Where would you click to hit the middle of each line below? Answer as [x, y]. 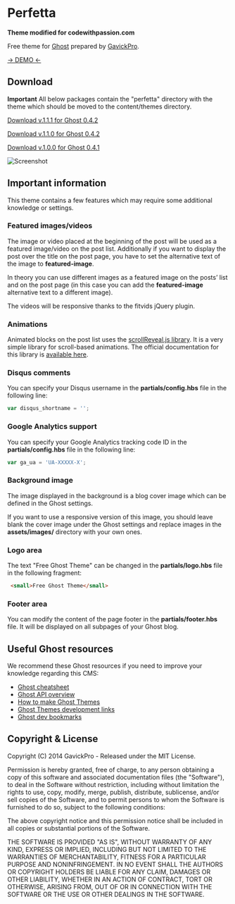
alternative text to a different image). [60, 292]
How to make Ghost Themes [59, 702]
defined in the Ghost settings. [50, 503]
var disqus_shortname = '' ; [49, 409]
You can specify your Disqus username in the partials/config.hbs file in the [117, 388]
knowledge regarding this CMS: [53, 674]
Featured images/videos [50, 225]
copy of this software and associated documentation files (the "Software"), [116, 777]
